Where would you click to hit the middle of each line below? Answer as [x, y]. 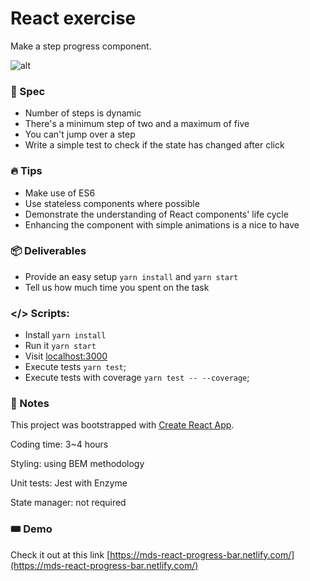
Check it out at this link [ [60, 554]
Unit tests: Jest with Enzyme [69, 483]
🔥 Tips [26, 171]
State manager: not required [68, 503]
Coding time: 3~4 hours [59, 444]
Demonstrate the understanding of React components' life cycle [156, 214]
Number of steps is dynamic [83, 113]
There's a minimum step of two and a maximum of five [137, 124]
